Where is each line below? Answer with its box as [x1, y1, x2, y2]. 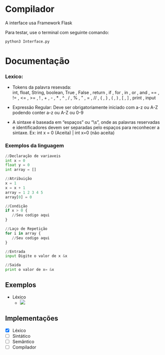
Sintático [12, 333, 31, 339]
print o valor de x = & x [5, 267, 55, 272]
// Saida [5, 262, 21, 268]
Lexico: [5, 73, 23, 80]
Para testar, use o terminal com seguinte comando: [5, 29, 110, 35]
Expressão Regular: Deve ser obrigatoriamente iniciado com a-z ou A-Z [12, 104, 159, 110]
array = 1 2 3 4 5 [5, 190, 43, 195]
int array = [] [5, 167, 37, 172]
